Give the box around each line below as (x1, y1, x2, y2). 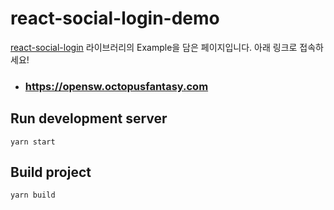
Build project (10, 164, 92, 181)
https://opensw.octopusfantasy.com (24, 79, 209, 93)
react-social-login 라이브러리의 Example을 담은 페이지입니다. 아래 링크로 (10, 41, 298, 53)
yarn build (10, 190, 56, 201)
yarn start (10, 137, 56, 147)
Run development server (10, 110, 168, 127)
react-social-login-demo (10, 7, 220, 30)
